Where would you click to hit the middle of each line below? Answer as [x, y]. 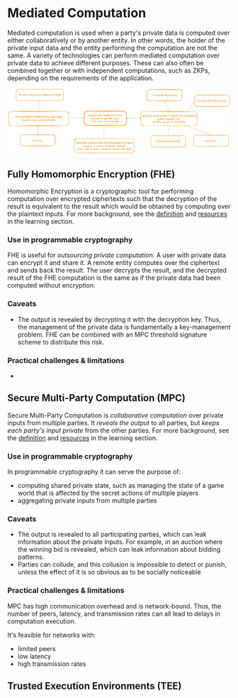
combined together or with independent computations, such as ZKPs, [109, 70]
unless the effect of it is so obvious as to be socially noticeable [109, 572]
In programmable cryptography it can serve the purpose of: [94, 472]
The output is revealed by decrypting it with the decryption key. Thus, [119, 319]
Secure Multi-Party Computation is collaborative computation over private [115, 415]
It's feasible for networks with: [52, 635]
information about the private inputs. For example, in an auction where [120, 542]
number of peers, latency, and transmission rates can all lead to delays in [114, 614]
